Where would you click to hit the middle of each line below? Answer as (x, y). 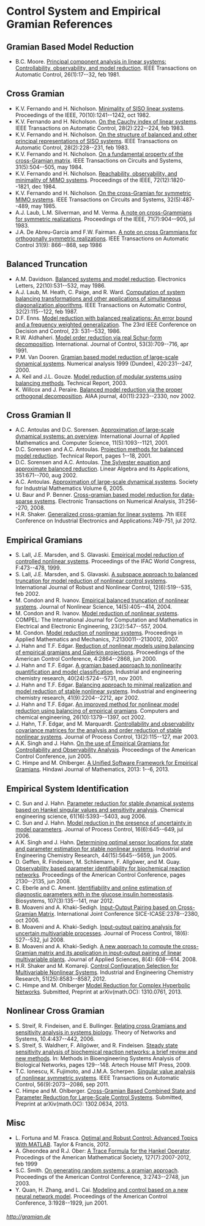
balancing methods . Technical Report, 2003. (71, 383)
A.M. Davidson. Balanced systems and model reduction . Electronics (100, 279)
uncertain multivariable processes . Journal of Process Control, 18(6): (102, 934)
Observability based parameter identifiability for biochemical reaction (102, 868)
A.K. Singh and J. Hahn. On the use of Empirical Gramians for (92, 743)
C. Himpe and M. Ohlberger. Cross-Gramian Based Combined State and (106, 1091)
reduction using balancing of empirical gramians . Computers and (97, 711)
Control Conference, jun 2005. (54, 756)
